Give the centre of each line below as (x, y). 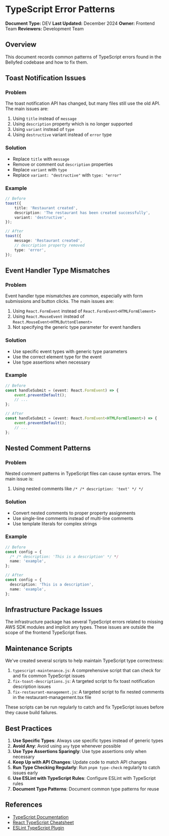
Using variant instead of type (44, 129)
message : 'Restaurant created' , (48, 241)
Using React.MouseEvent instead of (49, 317)
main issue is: (19, 479)
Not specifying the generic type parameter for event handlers (77, 327)
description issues (32, 687)
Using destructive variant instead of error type (62, 135)
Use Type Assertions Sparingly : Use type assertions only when (79, 752)
